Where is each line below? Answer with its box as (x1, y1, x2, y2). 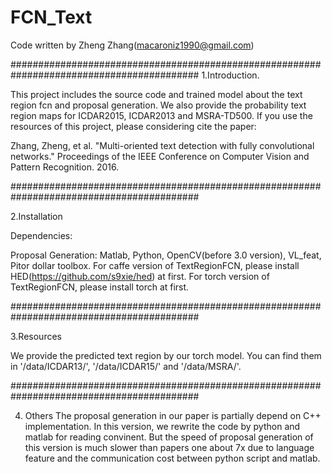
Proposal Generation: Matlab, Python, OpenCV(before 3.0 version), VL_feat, (10, 249, 322, 261)
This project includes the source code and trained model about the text (10, 88, 303, 100)
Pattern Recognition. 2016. (10, 161, 120, 173)
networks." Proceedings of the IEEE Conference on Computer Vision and (10, 150, 310, 162)
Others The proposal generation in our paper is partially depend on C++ (24, 409, 322, 421)
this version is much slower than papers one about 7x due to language (24, 441, 315, 453)
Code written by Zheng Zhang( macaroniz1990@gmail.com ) (10, 39, 255, 51)
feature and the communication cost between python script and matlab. (24, 452, 321, 464)
